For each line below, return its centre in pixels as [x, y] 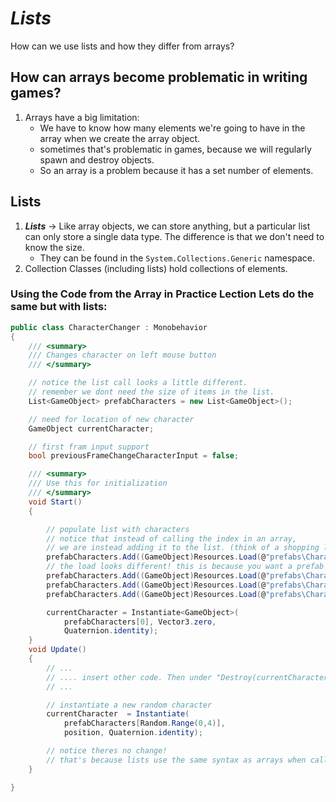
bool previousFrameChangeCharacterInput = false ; [134, 456]
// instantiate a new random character [129, 705]
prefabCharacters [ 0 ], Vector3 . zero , [140, 622]
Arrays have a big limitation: [82, 117]
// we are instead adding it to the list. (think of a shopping [183, 548]
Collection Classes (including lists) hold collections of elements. [156, 268]
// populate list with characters [118, 529]
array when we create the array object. [119, 138]
